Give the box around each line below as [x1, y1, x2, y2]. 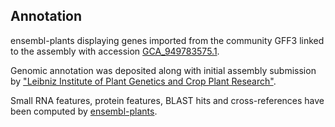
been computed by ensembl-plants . [10, 105, 158, 117]
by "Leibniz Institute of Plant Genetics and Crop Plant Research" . [10, 75, 277, 87]
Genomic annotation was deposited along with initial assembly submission [10, 64, 317, 76]
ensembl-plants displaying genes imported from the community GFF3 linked [10, 34, 325, 46]
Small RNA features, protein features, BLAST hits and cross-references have [10, 94, 325, 106]
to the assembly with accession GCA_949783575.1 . [10, 45, 220, 57]
